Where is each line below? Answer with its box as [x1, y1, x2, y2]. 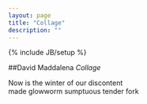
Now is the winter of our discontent [8, 78, 123, 87]
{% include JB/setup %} [8, 48, 87, 58]
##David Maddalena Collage [8, 63, 101, 72]
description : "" [8, 26, 62, 34]
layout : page [8, 11, 51, 20]
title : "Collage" [8, 19, 66, 27]
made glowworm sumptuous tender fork [8, 87, 140, 96]
